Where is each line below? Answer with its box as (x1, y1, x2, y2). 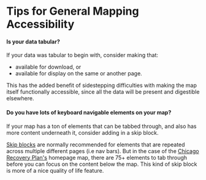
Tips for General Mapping (6, 4, 139, 18)
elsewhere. (6, 95, 34, 102)
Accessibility (6, 17, 75, 31)
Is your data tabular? (6, 38, 60, 45)
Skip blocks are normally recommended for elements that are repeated (6, 141, 185, 148)
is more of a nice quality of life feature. (6, 167, 104, 174)
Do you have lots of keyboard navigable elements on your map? (6, 108, 172, 116)
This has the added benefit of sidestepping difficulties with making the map (6, 81, 197, 89)
